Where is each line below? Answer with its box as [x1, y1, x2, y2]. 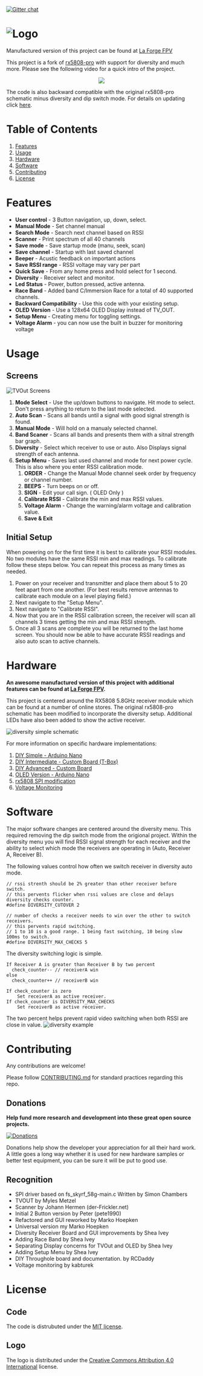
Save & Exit [24, 514, 53, 522]
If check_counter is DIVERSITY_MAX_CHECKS [6, 998, 115, 1005]
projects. [6, 1121, 30, 1128]
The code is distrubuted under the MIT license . [6, 1323, 123, 1331]
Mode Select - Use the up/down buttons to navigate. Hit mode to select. [14, 398, 195, 406]
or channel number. [24, 476, 73, 483]
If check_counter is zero [6, 988, 71, 994]
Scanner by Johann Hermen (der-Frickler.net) [14, 1204, 129, 1211]
